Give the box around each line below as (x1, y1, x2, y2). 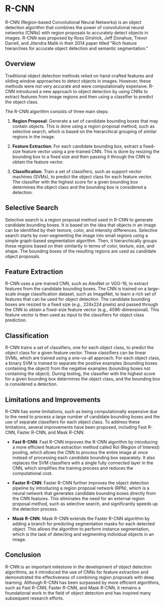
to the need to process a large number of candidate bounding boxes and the (5, 414, 160, 419)
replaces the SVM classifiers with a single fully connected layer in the (12, 460, 154, 466)
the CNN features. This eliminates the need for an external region (12, 496, 145, 501)
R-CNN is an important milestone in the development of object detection (5, 564, 152, 570)
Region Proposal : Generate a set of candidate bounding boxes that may (12, 118, 159, 124)
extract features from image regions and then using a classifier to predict (5, 94, 154, 99)
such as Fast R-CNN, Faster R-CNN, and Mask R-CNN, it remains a (5, 584, 141, 591)
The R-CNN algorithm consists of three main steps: (5, 108, 109, 114)
